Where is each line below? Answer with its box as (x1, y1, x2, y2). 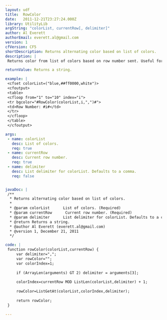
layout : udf (5, 7, 30, 12)
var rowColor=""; (16, 256, 52, 261)
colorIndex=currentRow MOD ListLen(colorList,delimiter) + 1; (16, 280, 148, 285)
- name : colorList (7, 136, 46, 141)
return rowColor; (16, 298, 52, 303)
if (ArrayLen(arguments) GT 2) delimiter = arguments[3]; (16, 270, 139, 275)
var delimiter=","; (16, 252, 57, 257)
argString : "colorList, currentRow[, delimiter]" (5, 26, 110, 31)
